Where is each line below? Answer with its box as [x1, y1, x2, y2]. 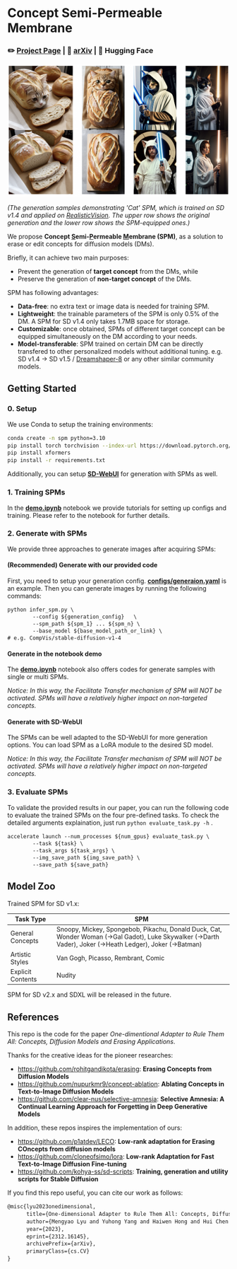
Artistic [10, 950, 32, 958]
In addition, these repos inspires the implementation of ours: [7, 1123, 182, 1132]
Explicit [10, 967, 32, 975]
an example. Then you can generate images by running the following [7, 584, 207, 593]
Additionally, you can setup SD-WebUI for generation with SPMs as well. [7, 470, 218, 478]
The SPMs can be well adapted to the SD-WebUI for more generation [7, 734, 208, 742]
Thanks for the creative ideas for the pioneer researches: [7, 1051, 174, 1060]
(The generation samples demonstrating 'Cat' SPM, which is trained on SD [7, 204, 224, 212]
